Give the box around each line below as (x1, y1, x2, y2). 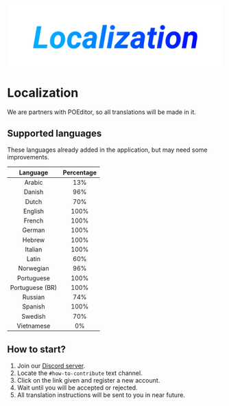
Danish (23, 188, 44, 196)
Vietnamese (16, 322, 51, 330)
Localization (7, 84, 79, 100)
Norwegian (18, 264, 49, 273)
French (23, 216, 44, 225)
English (23, 207, 45, 215)
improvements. (7, 153, 49, 161)
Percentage (62, 168, 97, 177)
